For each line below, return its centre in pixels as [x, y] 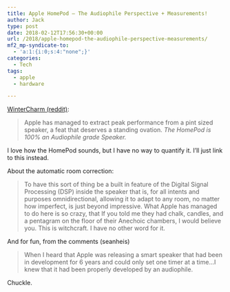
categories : [24, 58]
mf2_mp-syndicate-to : [38, 45]
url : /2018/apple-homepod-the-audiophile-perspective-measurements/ [107, 39]
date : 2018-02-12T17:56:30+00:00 [55, 33]
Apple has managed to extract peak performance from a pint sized [118, 123]
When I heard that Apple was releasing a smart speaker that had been [123, 255]
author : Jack [26, 20]
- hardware [29, 84]
